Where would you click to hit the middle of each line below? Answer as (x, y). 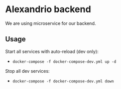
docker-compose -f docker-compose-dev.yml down (63, 81)
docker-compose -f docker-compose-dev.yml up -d (64, 62)
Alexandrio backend (48, 9)
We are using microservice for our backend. (51, 23)
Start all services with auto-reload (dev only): (52, 51)
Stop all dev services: (28, 71)
